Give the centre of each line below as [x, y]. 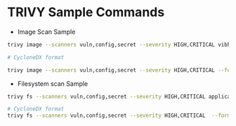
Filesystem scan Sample [53, 83]
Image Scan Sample [46, 32]
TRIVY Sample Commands [86, 12]
